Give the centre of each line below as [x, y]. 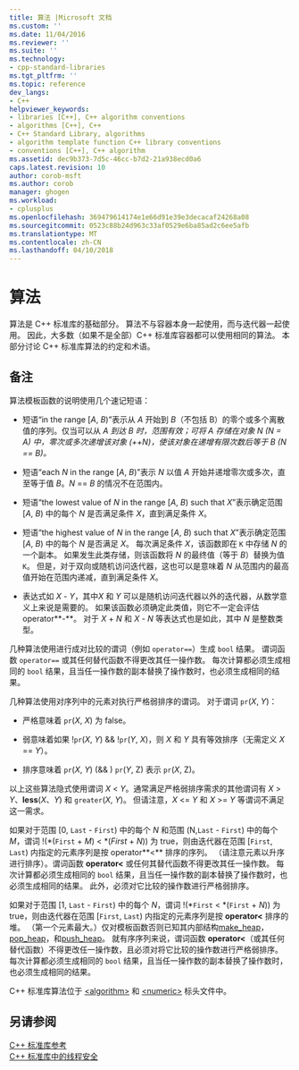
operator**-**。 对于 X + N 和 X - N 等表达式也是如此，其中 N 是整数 [149, 618]
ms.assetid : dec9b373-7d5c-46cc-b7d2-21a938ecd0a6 [105, 159]
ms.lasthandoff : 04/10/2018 [62, 251]
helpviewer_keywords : [50, 109]
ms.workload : [33, 201]
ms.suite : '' [33, 51]
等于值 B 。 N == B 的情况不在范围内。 [99, 483]
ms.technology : [37, 59]
